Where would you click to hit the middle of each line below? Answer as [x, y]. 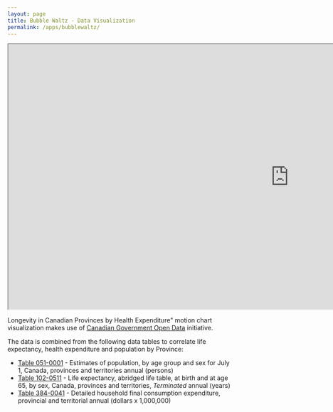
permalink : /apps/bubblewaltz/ [54, 27]
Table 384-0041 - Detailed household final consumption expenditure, [119, 393]
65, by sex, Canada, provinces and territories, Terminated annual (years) [124, 386]
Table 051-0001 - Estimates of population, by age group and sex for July [123, 363]
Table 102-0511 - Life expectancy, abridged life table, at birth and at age [123, 378]
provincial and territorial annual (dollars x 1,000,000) [94, 401]
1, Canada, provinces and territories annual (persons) [96, 371]
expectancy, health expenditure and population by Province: [95, 349]
